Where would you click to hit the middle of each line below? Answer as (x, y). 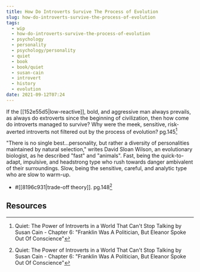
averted (16, 132)
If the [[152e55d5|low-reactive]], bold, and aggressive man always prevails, (99, 111)
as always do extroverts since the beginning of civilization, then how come (98, 118)
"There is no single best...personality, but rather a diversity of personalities (98, 143)
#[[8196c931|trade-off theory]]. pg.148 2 (63, 187)
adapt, (14, 162)
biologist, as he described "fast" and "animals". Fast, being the (83, 156)
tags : (13, 23)
